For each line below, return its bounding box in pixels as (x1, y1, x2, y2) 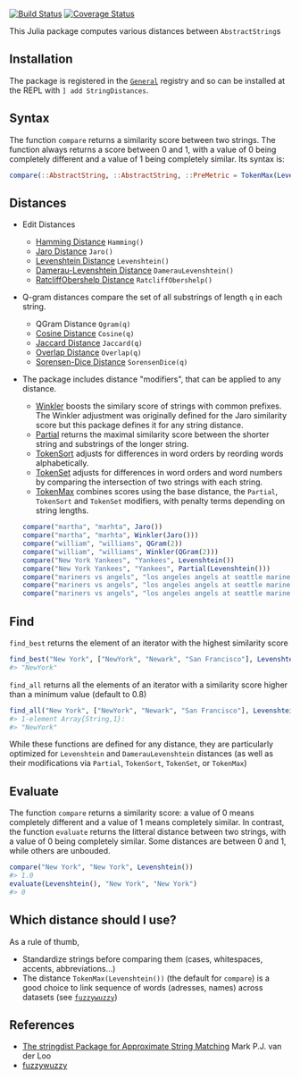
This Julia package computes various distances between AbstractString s (9, 26, 281, 36)
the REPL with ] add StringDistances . (9, 85, 149, 96)
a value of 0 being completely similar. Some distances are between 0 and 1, (9, 836, 287, 847)
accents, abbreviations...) (21, 963, 116, 974)
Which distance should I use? (9, 913, 177, 928)
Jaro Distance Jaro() (35, 246, 113, 257)
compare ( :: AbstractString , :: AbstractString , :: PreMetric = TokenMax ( (9, 171, 278, 180)
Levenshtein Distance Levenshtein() (35, 256, 170, 266)
